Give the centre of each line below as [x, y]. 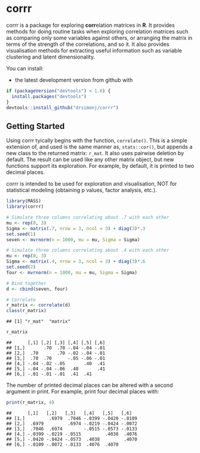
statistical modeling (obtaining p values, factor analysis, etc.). [81, 190]
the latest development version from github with [74, 80]
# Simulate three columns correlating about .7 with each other [88, 217]
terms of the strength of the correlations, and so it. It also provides [88, 44]
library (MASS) [24, 201]
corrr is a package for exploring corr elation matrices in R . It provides [90, 25]
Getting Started [36, 126]
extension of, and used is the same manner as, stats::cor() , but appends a [99, 147]
